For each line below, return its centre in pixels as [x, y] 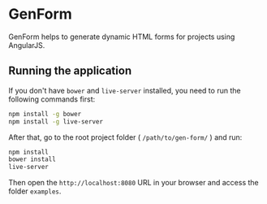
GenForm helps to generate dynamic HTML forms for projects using [122, 37]
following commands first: [52, 99]
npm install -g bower [45, 114]
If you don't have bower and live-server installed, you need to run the [125, 90]
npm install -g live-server [56, 122]
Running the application [70, 71]
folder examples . [35, 191]
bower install [32, 159]
